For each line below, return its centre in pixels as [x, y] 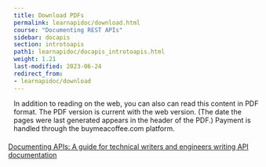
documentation [33, 154]
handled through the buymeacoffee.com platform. [95, 128]
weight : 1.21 [35, 60]
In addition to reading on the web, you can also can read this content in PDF [136, 103]
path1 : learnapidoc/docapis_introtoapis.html [89, 52]
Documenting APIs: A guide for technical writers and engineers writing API [128, 147]
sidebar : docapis [42, 37]
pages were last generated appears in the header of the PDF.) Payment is [132, 120]
